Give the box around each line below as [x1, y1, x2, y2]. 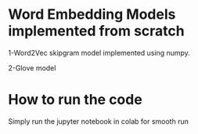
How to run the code [8, 91, 142, 109]
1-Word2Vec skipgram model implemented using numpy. [8, 48, 190, 57]
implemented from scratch [8, 22, 185, 40]
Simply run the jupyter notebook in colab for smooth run [8, 116, 189, 126]
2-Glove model [8, 63, 56, 72]
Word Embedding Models [8, 5, 176, 24]
